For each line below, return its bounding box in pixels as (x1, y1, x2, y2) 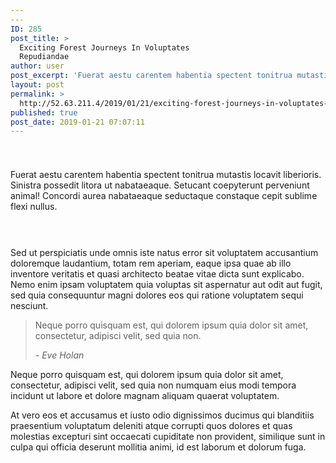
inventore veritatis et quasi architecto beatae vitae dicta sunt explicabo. (10, 268, 305, 280)
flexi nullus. (10, 201, 58, 213)
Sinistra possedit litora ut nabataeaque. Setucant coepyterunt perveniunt (10, 179, 310, 191)
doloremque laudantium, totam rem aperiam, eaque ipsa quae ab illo (10, 257, 292, 270)
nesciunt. (10, 300, 49, 312)
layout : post (10, 80, 65, 90)
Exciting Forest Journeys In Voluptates (19, 42, 190, 53)
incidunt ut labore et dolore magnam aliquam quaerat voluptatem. (10, 390, 280, 402)
